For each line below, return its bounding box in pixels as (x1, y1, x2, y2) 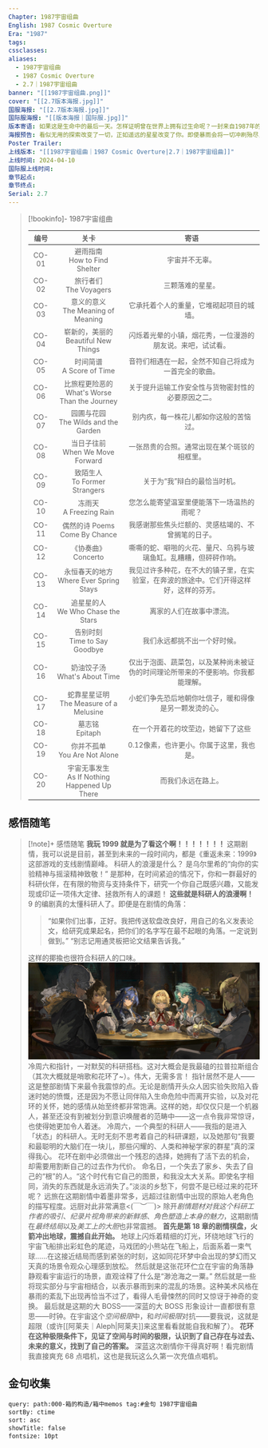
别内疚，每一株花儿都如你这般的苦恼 (132, 412, 251, 421)
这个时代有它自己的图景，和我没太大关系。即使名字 (79, 1171, 247, 1181)
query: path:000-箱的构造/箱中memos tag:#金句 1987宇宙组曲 (8, 1400, 198, 1408)
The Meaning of (62, 306, 115, 316)
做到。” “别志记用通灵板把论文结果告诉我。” (47, 935, 186, 945)
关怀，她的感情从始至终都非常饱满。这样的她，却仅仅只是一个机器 (41, 1101, 259, 1111)
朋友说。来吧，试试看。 (152, 340, 231, 349)
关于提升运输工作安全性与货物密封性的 (128, 382, 255, 392)
